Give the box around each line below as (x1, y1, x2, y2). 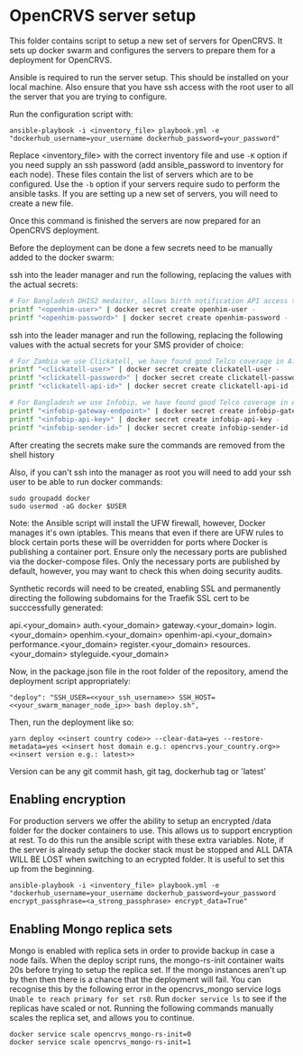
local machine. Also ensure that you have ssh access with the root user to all (9, 81, 294, 92)
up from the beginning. (9, 864, 95, 875)
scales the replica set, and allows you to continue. (9, 1013, 196, 1024)
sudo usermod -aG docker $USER (9, 502, 127, 511)
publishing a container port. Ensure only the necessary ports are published (9, 546, 287, 557)
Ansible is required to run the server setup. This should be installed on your (9, 71, 289, 82)
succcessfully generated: (9, 602, 104, 613)
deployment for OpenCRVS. (9, 54, 113, 65)
